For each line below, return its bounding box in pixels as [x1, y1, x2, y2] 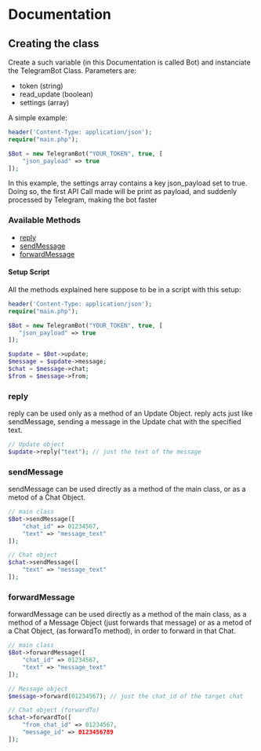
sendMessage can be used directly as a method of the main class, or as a [8, 485, 246, 494]
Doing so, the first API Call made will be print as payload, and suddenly [8, 187, 237, 196]
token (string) [19, 81, 64, 90]
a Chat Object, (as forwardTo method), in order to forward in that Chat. [8, 626, 237, 636]
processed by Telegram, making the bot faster [8, 195, 158, 205]
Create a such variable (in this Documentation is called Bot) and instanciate [8, 57, 251, 67]
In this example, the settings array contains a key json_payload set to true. [8, 178, 248, 188]
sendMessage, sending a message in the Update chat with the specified [8, 417, 241, 427]
